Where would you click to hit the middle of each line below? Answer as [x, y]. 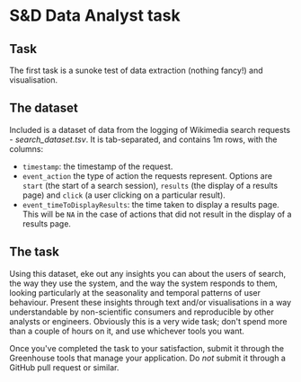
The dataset [44, 108]
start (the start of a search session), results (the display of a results [150, 185]
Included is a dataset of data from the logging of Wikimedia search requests [150, 129]
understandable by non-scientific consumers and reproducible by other [142, 312]
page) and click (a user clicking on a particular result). [124, 195]
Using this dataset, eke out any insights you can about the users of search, [148, 273]
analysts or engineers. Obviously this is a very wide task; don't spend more [148, 321]
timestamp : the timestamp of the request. [97, 166]
